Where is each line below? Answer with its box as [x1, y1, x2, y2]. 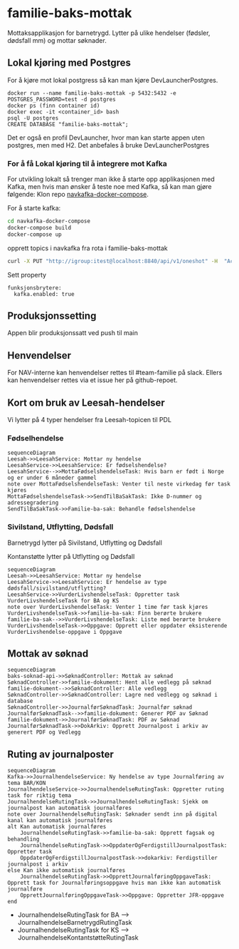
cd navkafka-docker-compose [7, 217, 91, 225]
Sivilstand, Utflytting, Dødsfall [7, 522, 114, 532]
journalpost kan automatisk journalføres [7, 804, 132, 812]
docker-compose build [7, 224, 72, 231]
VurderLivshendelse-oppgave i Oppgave [7, 628, 122, 635]
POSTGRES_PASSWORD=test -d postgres [7, 96, 116, 103]
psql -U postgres [7, 114, 59, 122]
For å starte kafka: [7, 204, 61, 212]
